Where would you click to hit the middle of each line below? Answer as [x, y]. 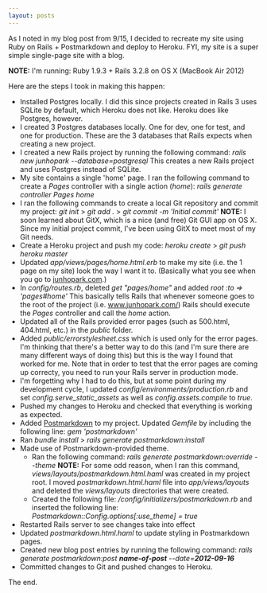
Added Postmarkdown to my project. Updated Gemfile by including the [135, 423]
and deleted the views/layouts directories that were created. [130, 490]
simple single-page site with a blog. [66, 55]
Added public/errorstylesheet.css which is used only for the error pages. [139, 338]
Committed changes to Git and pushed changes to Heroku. [116, 567]
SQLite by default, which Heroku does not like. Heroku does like [124, 110]
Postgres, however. [51, 118]
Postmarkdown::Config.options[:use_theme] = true [115, 516]
